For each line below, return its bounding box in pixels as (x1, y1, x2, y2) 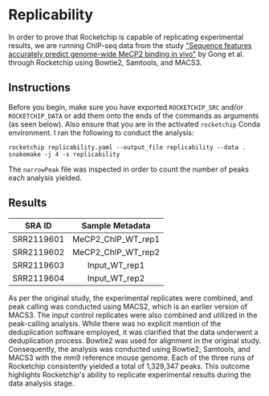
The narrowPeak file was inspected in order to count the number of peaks (8, 164, 249, 174)
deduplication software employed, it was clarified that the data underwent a (8, 327, 259, 337)
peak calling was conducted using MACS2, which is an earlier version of (8, 301, 247, 311)
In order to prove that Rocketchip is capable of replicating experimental (8, 32, 243, 42)
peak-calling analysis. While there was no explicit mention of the (8, 318, 222, 328)
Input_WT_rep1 (87, 259, 145, 270)
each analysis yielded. (8, 172, 82, 182)
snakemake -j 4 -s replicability (8, 150, 120, 158)
